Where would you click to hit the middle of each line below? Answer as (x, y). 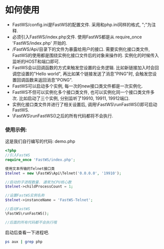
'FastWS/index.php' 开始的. (40, 43)
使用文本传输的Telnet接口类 (30, 168)
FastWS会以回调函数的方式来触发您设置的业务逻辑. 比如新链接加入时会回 (85, 67)
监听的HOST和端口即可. (36, 61)
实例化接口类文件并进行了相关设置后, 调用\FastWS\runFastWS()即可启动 (85, 104)
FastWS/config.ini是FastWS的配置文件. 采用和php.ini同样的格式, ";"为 (82, 25)
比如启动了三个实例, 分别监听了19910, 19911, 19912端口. (74, 98)
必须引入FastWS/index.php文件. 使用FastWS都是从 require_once (77, 37)
